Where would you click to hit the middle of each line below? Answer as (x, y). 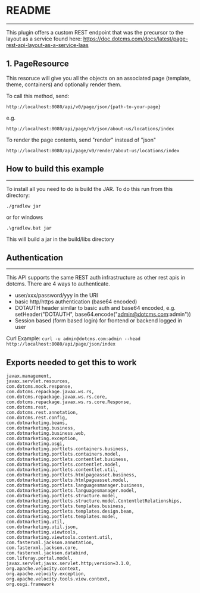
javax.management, (29, 376)
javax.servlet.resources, (38, 381)
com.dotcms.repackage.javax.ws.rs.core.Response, (69, 402)
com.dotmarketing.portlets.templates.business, (66, 506)
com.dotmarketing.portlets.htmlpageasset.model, (68, 480)
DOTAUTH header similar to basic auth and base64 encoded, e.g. (95, 308)
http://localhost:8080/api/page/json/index (61, 344)
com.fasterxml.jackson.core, (42, 548)
